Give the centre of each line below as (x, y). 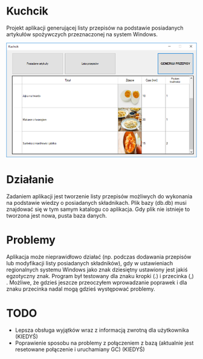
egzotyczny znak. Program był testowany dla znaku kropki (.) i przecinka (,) (100, 276)
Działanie (30, 180)
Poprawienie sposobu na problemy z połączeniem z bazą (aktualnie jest (104, 343)
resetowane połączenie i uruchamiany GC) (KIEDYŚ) (80, 349)
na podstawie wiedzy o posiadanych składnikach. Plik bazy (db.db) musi (97, 202)
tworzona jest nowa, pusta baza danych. (56, 215)
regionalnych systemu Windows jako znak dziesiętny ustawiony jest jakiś (97, 270)
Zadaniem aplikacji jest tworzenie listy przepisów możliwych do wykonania (99, 196)
